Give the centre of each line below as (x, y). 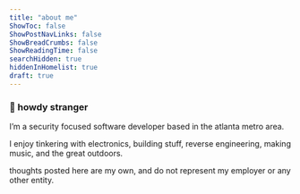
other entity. (32, 181)
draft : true (31, 76)
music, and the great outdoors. (66, 154)
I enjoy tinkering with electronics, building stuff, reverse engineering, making (150, 144)
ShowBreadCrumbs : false (54, 42)
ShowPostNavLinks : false (56, 34)
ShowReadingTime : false (54, 51)
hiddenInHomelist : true (54, 68)
